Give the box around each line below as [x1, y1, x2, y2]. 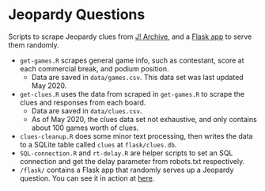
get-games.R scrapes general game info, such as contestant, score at [19, 55, 244, 65]
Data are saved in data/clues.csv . [31, 105, 142, 116]
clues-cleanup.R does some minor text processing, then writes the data [19, 131, 253, 140]
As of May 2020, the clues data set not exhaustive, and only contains [31, 114, 257, 124]
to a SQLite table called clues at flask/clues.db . [19, 139, 177, 149]
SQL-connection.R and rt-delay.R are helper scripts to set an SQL [19, 148, 233, 158]
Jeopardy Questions [8, 6, 146, 24]
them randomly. [8, 40, 59, 49]
